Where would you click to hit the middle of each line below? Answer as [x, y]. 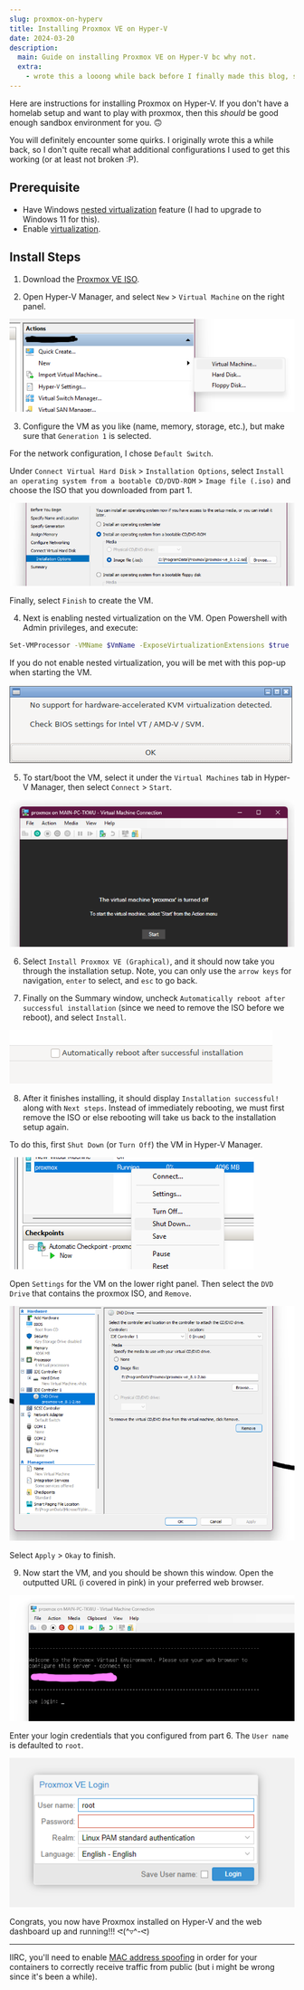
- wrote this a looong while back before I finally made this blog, [157, 77]
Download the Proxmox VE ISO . [81, 279]
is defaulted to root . [47, 1745]
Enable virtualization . [62, 229]
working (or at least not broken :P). [74, 159]
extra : [30, 67]
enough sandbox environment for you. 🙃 [86, 122]
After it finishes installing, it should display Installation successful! [151, 1099]
